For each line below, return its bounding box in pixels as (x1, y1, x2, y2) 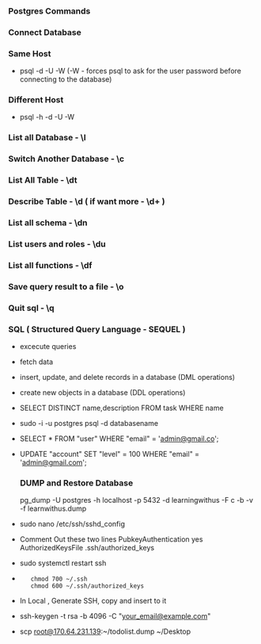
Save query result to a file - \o (8, 281, 124, 292)
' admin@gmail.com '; (19, 458, 87, 467)
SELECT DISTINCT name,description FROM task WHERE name (19, 403, 224, 413)
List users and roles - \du (8, 238, 106, 249)
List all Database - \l (8, 132, 86, 144)
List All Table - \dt (8, 174, 78, 186)
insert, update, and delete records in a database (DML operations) (19, 373, 236, 382)
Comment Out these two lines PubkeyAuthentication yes (19, 535, 203, 544)
